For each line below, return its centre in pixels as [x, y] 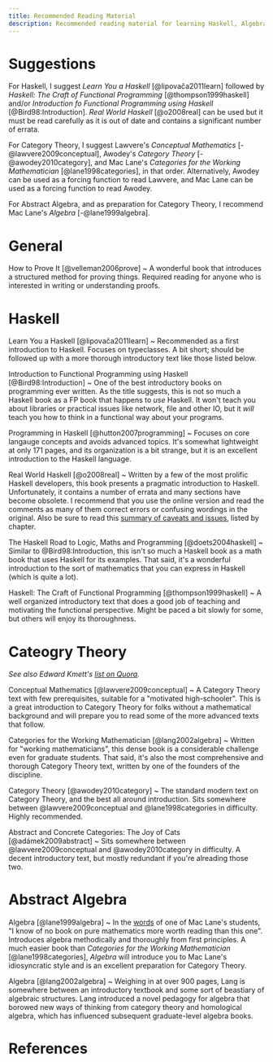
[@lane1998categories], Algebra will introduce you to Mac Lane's [118, 957]
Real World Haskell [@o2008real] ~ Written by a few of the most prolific [128, 475]
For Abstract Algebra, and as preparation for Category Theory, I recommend [136, 204]
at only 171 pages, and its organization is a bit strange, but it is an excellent [133, 450]
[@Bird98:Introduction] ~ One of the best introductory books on [115, 382]
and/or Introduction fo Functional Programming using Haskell [111, 103]
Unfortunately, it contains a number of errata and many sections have [125, 492]
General [36, 246]
